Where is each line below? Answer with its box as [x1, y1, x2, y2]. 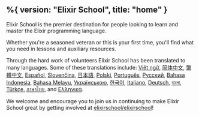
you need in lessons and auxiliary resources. [6, 45, 116, 52]
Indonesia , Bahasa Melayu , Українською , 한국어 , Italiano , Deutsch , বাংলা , [6, 79, 182, 86]
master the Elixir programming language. [6, 27, 107, 34]
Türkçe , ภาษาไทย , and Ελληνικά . [6, 85, 84, 92]
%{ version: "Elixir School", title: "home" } [6, 5, 168, 15]
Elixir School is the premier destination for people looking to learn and [6, 20, 179, 28]
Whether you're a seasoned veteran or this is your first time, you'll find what [6, 38, 194, 46]
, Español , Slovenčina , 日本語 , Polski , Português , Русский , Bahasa [22, 71, 185, 79]
